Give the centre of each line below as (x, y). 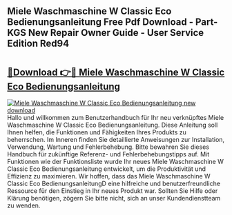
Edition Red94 (38, 44)
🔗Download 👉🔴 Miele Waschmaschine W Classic (116, 72)
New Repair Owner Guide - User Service (116, 33)
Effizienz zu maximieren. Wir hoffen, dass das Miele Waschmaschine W (109, 176)
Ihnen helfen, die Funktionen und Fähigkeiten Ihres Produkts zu (97, 132)
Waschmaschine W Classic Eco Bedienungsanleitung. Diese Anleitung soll (113, 125)
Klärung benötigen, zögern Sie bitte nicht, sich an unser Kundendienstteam (114, 198)
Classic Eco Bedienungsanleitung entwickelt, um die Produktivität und (106, 169)
